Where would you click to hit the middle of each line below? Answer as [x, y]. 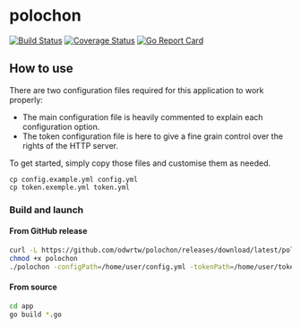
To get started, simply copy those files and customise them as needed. [140, 163]
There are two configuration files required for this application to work [137, 90]
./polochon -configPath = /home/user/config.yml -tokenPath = [122, 267]
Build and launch [47, 210]
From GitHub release [48, 231]
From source [34, 287]
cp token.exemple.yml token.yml [69, 187]
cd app [21, 306]
